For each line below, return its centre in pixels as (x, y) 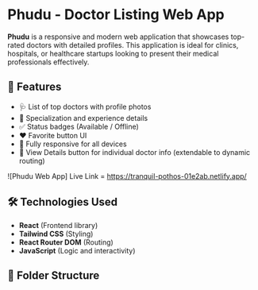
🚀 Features (35, 87)
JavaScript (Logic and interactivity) (77, 250)
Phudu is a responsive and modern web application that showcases (118, 37)
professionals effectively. (48, 62)
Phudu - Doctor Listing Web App (116, 15)
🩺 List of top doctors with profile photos (85, 106)
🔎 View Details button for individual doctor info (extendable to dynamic (135, 152)
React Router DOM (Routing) (66, 242)
